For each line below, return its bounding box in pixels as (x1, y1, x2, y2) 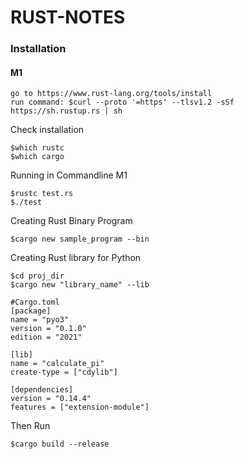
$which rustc (10, 143, 65, 153)
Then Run (10, 420, 51, 432)
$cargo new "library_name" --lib (10, 280, 150, 290)
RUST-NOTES (10, 6, 126, 29)
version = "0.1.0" (10, 324, 87, 334)
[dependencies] (10, 385, 74, 395)
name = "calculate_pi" (10, 359, 105, 369)
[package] (10, 306, 52, 316)
